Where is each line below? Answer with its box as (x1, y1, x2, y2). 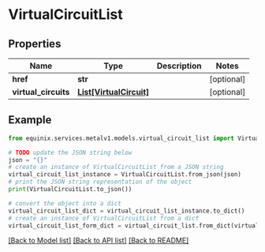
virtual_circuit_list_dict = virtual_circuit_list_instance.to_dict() (8, 207, 245, 215)
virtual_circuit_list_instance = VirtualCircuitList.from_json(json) (8, 171, 242, 179)
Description (156, 61, 202, 71)
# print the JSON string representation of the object (8, 178, 192, 186)
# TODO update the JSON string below (8, 149, 132, 156)
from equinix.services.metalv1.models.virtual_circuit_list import (8, 134, 235, 142)
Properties (8, 37, 62, 51)
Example (8, 113, 52, 127)
